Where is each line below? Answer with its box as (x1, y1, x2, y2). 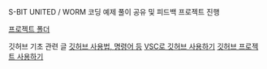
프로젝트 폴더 (8, 24, 50, 34)
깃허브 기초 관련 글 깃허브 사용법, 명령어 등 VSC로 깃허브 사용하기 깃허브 (8, 41, 237, 51)
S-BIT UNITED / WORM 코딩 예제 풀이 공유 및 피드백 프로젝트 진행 (8, 7, 221, 16)
